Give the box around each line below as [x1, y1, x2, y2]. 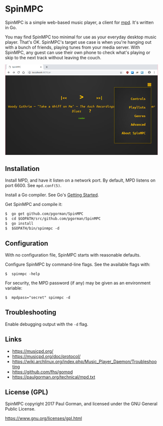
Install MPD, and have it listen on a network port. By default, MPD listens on [5, 177, 156, 183]
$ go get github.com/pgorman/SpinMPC [5, 211, 83, 217]
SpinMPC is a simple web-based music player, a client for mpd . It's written [5, 19, 154, 25]
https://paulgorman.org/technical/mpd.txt [12, 374, 96, 380]
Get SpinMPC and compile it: [5, 202, 63, 207]
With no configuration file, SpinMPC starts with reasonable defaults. [5, 252, 141, 258]
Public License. [5, 406, 35, 412]
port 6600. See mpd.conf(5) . [5, 183, 62, 188]
